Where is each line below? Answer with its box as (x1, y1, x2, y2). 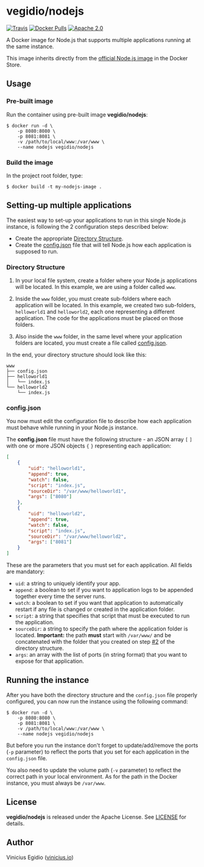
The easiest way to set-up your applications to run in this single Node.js (6, 216, 186, 224)
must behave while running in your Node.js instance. (6, 424, 138, 431)
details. (6, 819, 25, 827)
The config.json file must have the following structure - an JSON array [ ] (6, 436, 193, 443)
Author (6, 837, 33, 848)
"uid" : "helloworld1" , (28, 465, 86, 472)
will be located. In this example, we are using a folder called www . (15, 284, 177, 291)
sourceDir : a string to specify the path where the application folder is (15, 625, 188, 632)
